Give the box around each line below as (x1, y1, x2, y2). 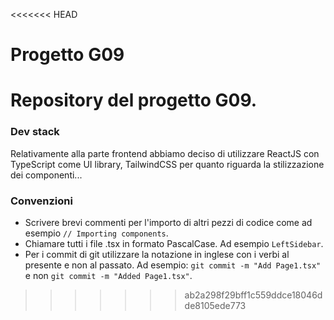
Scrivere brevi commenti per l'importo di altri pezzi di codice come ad (24, 216, 313, 228)
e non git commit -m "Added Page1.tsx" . (24, 269, 193, 281)
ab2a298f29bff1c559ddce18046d (184, 289, 323, 301)
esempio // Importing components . (24, 227, 169, 239)
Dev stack (10, 125, 60, 139)
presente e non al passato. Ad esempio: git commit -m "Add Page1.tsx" (24, 259, 322, 271)
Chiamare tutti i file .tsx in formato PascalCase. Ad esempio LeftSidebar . (24, 237, 324, 249)
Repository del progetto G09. (10, 89, 258, 112)
